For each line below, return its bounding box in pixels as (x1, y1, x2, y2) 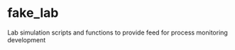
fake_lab (7, 5, 59, 21)
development (7, 35, 46, 44)
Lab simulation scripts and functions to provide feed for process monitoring (7, 28, 229, 37)
